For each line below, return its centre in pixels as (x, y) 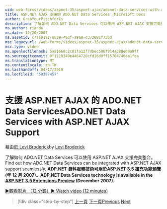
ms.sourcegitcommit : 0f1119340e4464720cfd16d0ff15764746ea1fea (72, 56)
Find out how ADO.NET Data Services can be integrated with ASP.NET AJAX (83, 163)
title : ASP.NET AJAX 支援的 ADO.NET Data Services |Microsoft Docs (75, 14)
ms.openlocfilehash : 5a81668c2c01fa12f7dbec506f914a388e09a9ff (72, 51)
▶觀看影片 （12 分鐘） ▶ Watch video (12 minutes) (57, 191)
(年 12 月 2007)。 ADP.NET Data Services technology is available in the (79, 175)
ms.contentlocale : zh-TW (31, 65)
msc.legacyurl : (21, 42)
